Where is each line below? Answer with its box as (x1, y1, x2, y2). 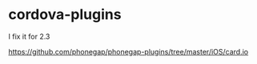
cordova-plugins (8, 6, 122, 24)
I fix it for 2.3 (8, 32, 50, 41)
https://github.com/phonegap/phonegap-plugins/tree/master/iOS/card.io (8, 47, 249, 56)
